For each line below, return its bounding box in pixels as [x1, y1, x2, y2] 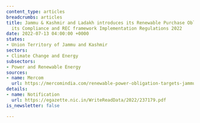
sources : [6, 70, 28, 75]
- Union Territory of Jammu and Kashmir [6, 42, 108, 48]
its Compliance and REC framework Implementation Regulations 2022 [11, 25, 183, 31]
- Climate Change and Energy [6, 53, 79, 59]
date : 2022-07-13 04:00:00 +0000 [6, 31, 89, 37]
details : [6, 86, 28, 92]
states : [6, 36, 26, 42]
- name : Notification [6, 92, 60, 97]
